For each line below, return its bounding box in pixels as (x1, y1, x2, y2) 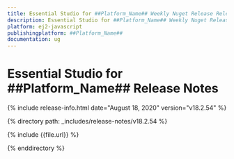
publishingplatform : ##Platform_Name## (7, 29, 123, 37)
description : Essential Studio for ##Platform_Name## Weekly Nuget (7, 17, 208, 24)
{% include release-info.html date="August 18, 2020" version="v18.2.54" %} (7, 103, 227, 112)
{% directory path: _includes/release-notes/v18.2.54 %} (7, 117, 168, 126)
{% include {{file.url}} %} (7, 131, 79, 139)
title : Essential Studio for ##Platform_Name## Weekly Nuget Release (7, 10, 214, 17)
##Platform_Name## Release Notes (7, 81, 219, 97)
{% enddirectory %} (7, 144, 65, 153)
